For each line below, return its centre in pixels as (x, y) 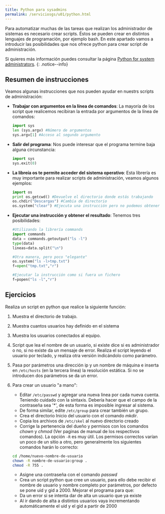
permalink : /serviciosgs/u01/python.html (48, 14)
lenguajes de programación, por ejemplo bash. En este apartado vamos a (79, 39)
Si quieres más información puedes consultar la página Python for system (80, 59)
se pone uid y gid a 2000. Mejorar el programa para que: (77, 490)
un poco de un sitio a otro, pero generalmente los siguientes (80, 441)
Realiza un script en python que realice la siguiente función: (66, 307)
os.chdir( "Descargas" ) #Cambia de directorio (59, 201)
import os (22, 192)
